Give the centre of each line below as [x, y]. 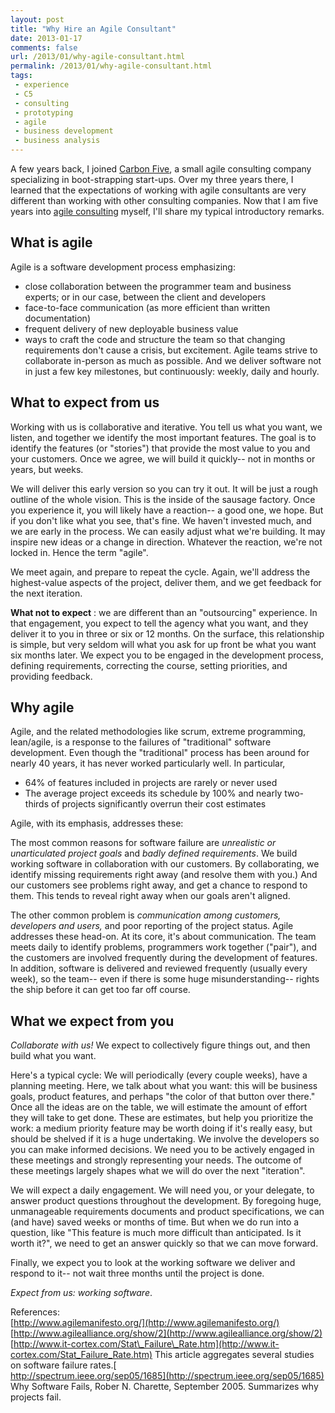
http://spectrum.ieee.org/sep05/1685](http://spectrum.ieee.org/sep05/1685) [167, 1376]
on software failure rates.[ [63, 1365]
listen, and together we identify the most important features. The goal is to [163, 437]
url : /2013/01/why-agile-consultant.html [98, 57]
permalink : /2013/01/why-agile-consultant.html [111, 66]
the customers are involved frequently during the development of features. [164, 958]
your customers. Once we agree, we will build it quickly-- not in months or [163, 458]
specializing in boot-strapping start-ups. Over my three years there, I [152, 179]
